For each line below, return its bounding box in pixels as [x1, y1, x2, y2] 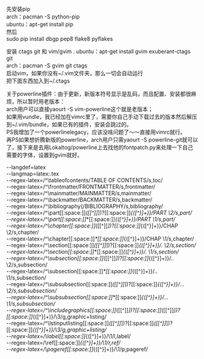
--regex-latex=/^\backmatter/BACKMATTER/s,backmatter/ [6, 196, 152, 203]
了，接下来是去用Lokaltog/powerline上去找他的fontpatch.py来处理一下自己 [6, 144, 194, 151]
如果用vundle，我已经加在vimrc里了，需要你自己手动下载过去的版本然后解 [6, 113, 192, 120]
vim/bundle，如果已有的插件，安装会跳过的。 [18, 121, 132, 128]
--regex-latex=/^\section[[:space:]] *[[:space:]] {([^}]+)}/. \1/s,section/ [6, 248, 179, 255]
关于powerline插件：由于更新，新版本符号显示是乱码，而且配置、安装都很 [6, 91, 191, 97]
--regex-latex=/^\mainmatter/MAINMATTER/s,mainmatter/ [6, 190, 152, 197]
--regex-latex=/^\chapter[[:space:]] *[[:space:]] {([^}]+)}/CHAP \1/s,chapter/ [6, 235, 194, 242]
